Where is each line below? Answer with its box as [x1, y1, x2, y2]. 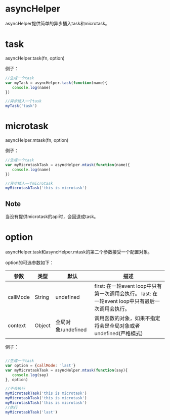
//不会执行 [5, 386, 25, 391]
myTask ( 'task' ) [5, 103, 37, 109]
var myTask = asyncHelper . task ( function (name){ [5, 80, 108, 85]
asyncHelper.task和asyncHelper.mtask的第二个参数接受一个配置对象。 [5, 249, 153, 255]
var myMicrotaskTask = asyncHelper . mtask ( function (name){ [5, 162, 130, 167]
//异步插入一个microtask [5, 181, 53, 186]
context [8, 322, 26, 329]
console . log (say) [12, 372, 49, 378]
